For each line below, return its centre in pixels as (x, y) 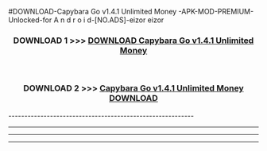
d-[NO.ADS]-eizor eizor (126, 20)
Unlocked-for (30, 20)
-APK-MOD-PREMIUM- (216, 12)
